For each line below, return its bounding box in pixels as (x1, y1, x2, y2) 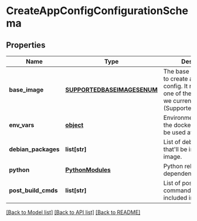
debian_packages (9, 145, 60, 153)
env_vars (9, 121, 35, 129)
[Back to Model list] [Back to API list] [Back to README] (6, 209, 141, 216)
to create (163, 75, 188, 83)
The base (163, 68, 189, 75)
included (163, 194, 188, 202)
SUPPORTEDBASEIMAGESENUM (65, 86, 158, 93)
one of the (163, 89, 192, 98)
